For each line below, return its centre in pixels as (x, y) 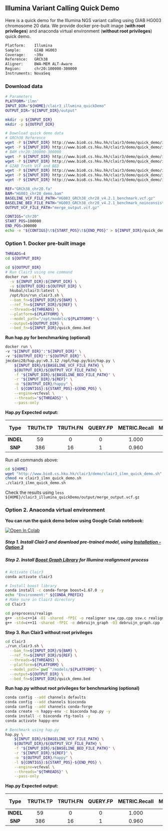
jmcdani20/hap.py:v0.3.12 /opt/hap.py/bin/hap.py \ (60, 361)
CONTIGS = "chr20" (22, 217)
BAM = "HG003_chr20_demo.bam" (34, 193)
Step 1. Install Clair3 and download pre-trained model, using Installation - (83, 542)
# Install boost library (31, 586)
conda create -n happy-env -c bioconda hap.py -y (58, 712)
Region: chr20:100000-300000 (41, 69)
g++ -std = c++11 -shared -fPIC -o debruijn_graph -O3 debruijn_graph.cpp (82, 623)
